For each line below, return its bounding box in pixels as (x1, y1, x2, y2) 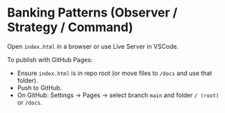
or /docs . (17, 98, 43, 106)
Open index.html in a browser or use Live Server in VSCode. (7, 42, 179, 50)
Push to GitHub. (17, 83, 63, 92)
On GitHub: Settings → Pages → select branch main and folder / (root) (17, 91, 219, 99)
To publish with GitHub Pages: (7, 55, 93, 63)
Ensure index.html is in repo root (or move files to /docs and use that (17, 69, 212, 77)
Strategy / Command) (7, 19, 133, 35)
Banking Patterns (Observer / (7, 5, 178, 21)
